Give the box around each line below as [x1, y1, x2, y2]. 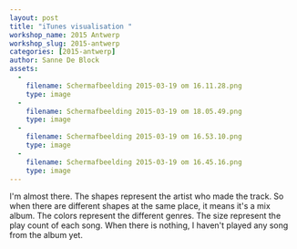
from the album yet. [9, 230, 84, 241]
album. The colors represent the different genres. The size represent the [9, 211, 282, 222]
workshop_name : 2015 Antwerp [9, 30, 120, 39]
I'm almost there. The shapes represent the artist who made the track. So [9, 191, 284, 202]
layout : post [9, 13, 59, 23]
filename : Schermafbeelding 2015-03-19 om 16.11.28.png [26, 81, 243, 90]
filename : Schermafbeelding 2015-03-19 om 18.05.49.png [26, 107, 243, 116]
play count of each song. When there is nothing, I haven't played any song [9, 220, 289, 231]
